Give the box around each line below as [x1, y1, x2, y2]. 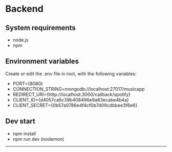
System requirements [5, 23, 76, 32]
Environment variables [5, 57, 79, 66]
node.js [12, 37, 29, 43]
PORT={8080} [12, 80, 44, 87]
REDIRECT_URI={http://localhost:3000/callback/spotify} [12, 91, 131, 97]
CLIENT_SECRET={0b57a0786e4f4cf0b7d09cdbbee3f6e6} [12, 102, 138, 108]
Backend [5, 3, 44, 15]
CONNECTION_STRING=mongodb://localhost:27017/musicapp [12, 86, 145, 92]
